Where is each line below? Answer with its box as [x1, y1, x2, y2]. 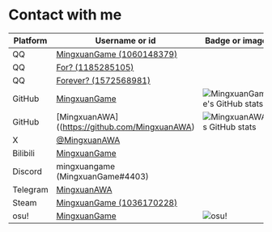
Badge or [205, 35, 241, 46]
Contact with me [8, 6, 122, 24]
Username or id [95, 35, 156, 46]
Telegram [12, 183, 49, 195]
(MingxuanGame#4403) [56, 171, 150, 182]
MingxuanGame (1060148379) [56, 49, 178, 60]
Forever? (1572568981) [56, 74, 151, 86]
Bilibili [12, 147, 35, 158]
